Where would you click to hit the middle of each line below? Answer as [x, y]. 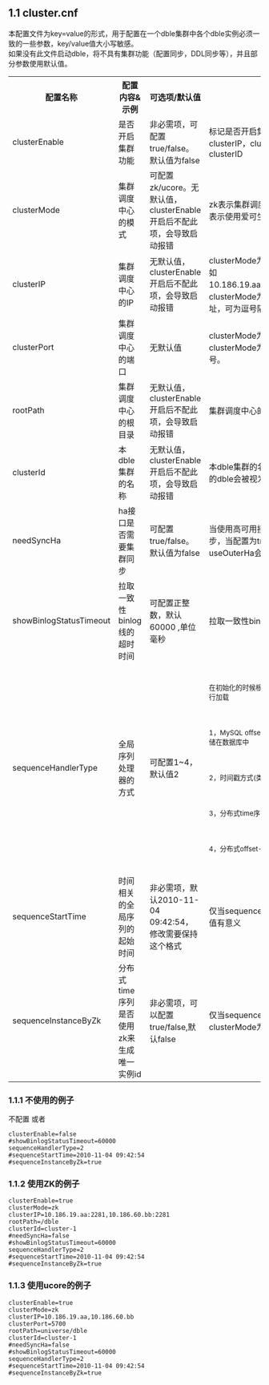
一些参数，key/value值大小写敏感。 [80, 43]
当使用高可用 [233, 529]
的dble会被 [229, 478]
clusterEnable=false [43, 1134]
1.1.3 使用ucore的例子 [50, 1286]
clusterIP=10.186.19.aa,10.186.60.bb [71, 1317]
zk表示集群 [229, 204]
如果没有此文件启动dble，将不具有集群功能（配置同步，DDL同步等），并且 [129, 53]
